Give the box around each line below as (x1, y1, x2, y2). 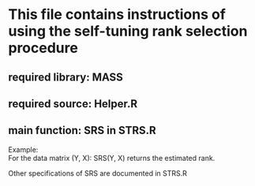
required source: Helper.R (8, 97, 138, 110)
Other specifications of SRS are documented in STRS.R (8, 168, 188, 178)
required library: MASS (8, 70, 124, 84)
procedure (8, 39, 79, 57)
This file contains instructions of (8, 6, 227, 24)
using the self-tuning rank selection (8, 22, 248, 40)
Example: (8, 144, 39, 154)
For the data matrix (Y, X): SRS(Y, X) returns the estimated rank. (8, 153, 216, 162)
